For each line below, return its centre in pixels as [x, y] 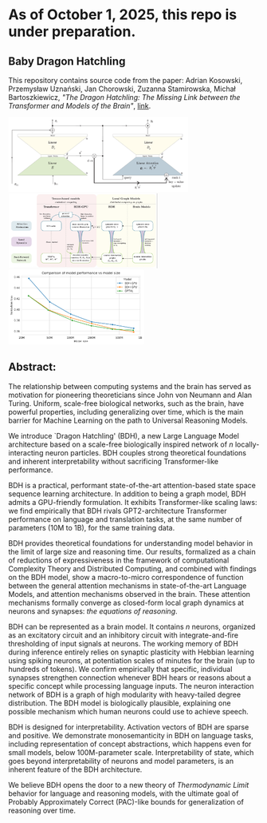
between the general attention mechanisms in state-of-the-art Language [128, 586]
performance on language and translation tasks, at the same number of [125, 519]
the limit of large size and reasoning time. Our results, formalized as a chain [132, 551]
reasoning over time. [42, 810]
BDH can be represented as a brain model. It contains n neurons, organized [132, 626]
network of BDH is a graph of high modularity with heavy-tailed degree [125, 694]
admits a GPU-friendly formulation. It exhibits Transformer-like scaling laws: [133, 502]
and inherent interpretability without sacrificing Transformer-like [114, 461]
